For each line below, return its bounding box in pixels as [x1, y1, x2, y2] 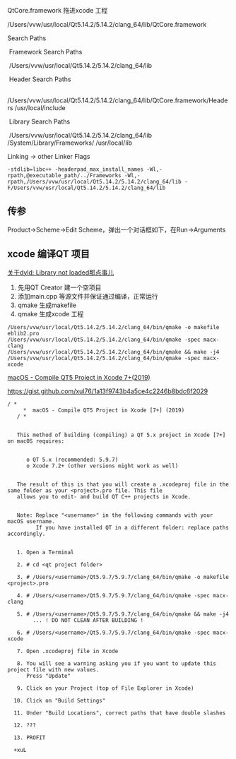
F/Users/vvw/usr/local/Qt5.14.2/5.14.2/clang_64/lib [7, 184, 166, 191]
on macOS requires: [7, 437, 65, 445]
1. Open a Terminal [16, 549, 74, 556]
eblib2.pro [7, 330, 40, 337]
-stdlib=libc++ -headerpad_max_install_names [7, 166, 143, 173]
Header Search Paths [8, 75, 71, 83]
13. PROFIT [13, 734, 46, 741]
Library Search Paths [8, 117, 71, 126]
